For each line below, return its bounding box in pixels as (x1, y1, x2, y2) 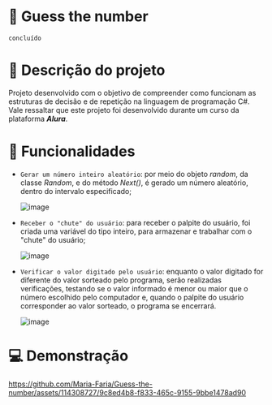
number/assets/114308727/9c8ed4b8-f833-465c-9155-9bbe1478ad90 (8, 387, 246, 397)
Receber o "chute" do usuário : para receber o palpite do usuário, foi (19, 218, 251, 227)
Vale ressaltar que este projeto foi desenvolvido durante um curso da (8, 105, 240, 114)
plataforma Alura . (8, 114, 68, 123)
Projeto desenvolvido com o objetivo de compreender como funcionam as (8, 88, 257, 97)
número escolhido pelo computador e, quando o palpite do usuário (19, 292, 244, 302)
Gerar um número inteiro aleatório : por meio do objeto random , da (19, 169, 249, 179)
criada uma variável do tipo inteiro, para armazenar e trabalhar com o (19, 226, 253, 236)
